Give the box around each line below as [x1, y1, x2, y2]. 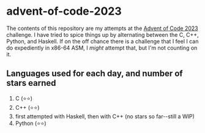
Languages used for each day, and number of [6, 69, 183, 79]
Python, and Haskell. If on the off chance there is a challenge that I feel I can [6, 37, 199, 45]
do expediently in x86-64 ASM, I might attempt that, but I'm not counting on [6, 44, 198, 51]
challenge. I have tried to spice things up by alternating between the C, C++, [6, 31, 199, 38]
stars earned [6, 78, 56, 88]
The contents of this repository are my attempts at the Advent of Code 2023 [6, 25, 198, 32]
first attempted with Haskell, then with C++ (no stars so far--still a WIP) [15, 112, 195, 120]
